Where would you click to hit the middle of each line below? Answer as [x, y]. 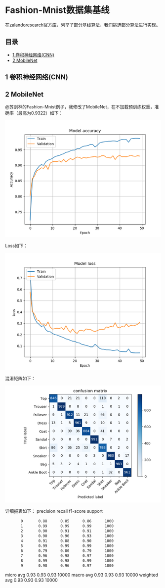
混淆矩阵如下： [20, 378]
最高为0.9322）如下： [41, 113]
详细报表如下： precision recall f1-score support [54, 511]
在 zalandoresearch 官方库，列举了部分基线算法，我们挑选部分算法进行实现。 [83, 25]
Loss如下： [17, 245]
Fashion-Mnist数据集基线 [57, 10]
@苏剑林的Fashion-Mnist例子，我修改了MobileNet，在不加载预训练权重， [80, 106]
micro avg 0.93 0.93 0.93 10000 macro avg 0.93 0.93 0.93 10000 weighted [82, 575]
